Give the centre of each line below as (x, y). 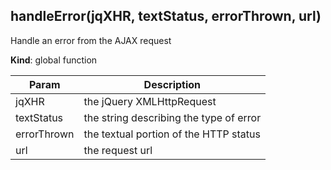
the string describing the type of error (172, 117)
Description (172, 84)
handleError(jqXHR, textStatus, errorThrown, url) (166, 16)
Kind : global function (54, 60)
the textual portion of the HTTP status (172, 134)
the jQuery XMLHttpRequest (150, 101)
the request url (118, 150)
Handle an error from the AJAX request (91, 40)
